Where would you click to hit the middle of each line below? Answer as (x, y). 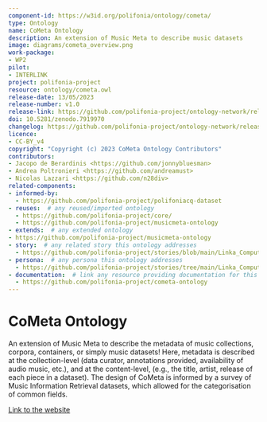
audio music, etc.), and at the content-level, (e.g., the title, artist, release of (130, 369)
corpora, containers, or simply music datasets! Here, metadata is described (132, 352)
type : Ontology (33, 23)
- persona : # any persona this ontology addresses (95, 260)
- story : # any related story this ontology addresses (103, 245)
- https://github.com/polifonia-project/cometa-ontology (112, 282)
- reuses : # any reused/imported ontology (81, 208)
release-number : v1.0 (44, 104)
